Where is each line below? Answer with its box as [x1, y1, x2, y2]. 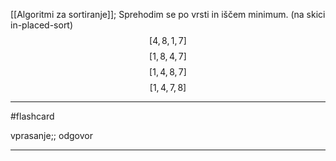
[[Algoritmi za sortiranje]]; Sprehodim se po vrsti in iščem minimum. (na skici [10, 9, 326, 20]
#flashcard [10, 110, 55, 122]
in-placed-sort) [10, 19, 74, 31]
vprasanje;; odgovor [10, 130, 93, 141]
